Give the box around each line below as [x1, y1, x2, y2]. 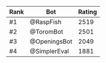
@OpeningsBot [29, 37, 73, 46]
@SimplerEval [29, 47, 69, 55]
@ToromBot [29, 28, 63, 35]
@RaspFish [29, 18, 62, 26]
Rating [78, 8, 98, 16]
